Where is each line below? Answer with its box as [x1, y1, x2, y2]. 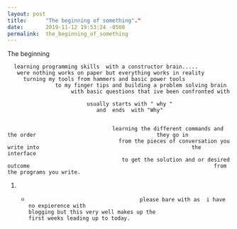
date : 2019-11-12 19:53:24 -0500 [7, 23, 126, 30]
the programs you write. [7, 169, 81, 176]
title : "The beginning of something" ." [7, 17, 141, 24]
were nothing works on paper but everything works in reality [16, 69, 204, 77]
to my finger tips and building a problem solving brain [55, 82, 227, 89]
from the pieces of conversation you [118, 138, 231, 145]
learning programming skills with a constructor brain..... [13, 63, 199, 71]
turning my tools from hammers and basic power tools [23, 76, 186, 83]
